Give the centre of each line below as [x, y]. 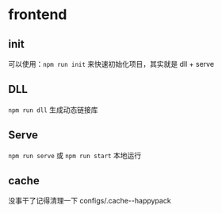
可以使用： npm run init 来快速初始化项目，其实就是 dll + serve [111, 64]
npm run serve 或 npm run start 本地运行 [75, 155]
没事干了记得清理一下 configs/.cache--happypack [90, 201]
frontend [38, 15]
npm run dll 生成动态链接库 [53, 110]
